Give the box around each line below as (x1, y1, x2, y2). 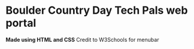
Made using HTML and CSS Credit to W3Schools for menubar (5, 36, 159, 43)
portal (5, 16, 37, 30)
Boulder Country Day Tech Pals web (5, 4, 188, 17)
